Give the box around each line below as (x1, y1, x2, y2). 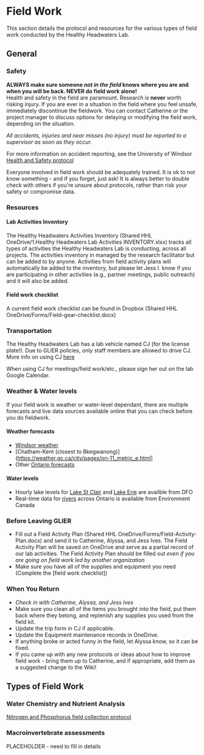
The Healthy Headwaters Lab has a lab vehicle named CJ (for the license (6, 340, 190, 348)
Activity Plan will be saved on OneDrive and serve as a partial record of (15, 544, 194, 551)
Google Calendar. (6, 371, 51, 379)
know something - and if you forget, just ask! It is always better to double (6, 175, 190, 182)
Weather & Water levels (6, 387, 77, 395)
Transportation (6, 326, 52, 335)
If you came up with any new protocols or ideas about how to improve (15, 651, 191, 658)
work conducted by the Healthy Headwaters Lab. (6, 31, 130, 38)
